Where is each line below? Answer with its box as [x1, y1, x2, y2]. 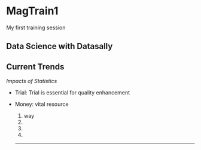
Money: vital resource [14, 100, 69, 108]
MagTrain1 [6, 4, 59, 18]
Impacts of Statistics [6, 78, 57, 85]
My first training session [6, 24, 66, 31]
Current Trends [6, 62, 65, 72]
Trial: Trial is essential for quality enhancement [14, 89, 130, 96]
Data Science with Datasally [6, 41, 113, 51]
